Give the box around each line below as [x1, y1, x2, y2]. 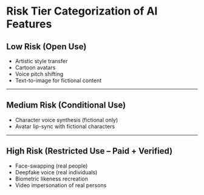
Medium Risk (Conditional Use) [6, 100, 126, 111]
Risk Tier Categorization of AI [6, 4, 158, 18]
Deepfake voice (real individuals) [15, 168, 98, 176]
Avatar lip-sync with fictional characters [15, 123, 115, 130]
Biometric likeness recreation [15, 175, 88, 182]
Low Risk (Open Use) [6, 41, 87, 52]
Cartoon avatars [15, 64, 56, 71]
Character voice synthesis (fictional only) [15, 116, 118, 123]
